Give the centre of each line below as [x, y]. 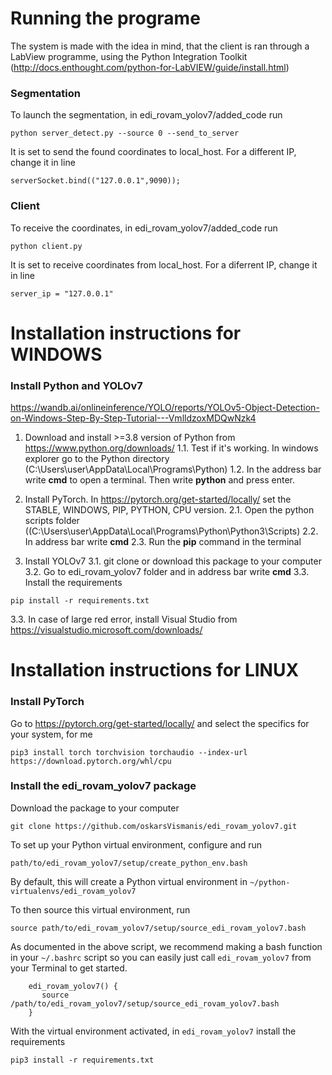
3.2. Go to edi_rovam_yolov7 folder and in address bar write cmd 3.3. [167, 572]
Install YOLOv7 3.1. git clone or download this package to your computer [173, 561]
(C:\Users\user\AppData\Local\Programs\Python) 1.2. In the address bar [173, 469]
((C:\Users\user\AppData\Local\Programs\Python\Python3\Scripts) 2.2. [171, 531]
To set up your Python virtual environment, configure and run [136, 844]
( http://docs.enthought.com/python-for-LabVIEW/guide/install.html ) [150, 67]
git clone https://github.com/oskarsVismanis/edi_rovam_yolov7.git [154, 826]
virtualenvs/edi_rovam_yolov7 [73, 891]
